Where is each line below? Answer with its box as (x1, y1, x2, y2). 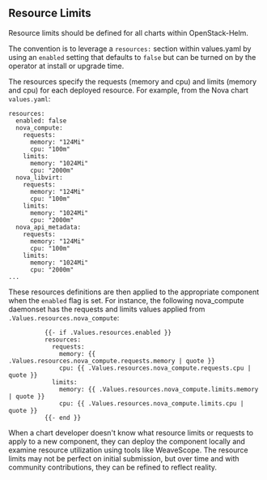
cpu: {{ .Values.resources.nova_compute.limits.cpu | (59, 399, 244, 408)
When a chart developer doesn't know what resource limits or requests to (8, 427, 253, 437)
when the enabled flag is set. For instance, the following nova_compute (8, 295, 244, 305)
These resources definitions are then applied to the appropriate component (8, 287, 260, 297)
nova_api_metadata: (15, 223, 82, 231)
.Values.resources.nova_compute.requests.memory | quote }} (8, 357, 216, 365)
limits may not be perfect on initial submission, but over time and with (8, 453, 240, 463)
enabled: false (15, 117, 67, 125)
